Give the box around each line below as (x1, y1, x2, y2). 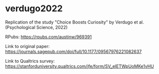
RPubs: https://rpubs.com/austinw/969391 (5, 34, 92, 40)
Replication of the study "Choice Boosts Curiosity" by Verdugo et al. (5, 19, 144, 25)
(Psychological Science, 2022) (5, 24, 68, 30)
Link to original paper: (5, 43, 50, 49)
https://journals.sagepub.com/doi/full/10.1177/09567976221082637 (5, 49, 142, 54)
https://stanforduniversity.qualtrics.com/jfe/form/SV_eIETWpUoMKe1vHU (5, 63, 155, 69)
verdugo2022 (5, 3, 63, 14)
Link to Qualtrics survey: (5, 58, 55, 64)
